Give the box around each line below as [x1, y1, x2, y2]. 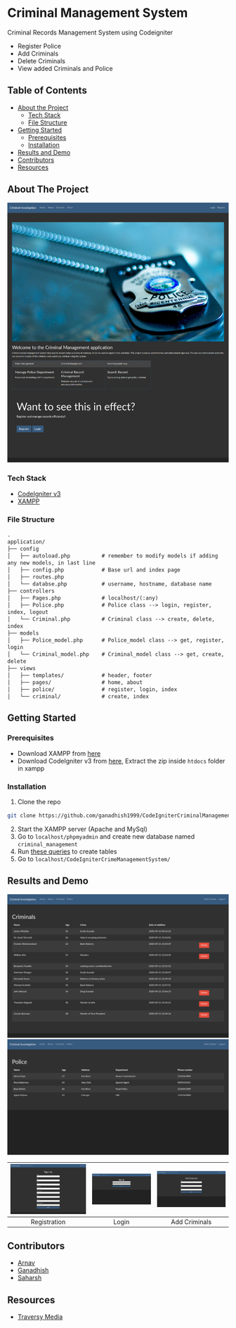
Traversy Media [17, 1313, 63, 1321]
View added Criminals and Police [17, 64, 114, 72]
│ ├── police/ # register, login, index [7, 686, 178, 693]
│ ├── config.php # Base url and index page [7, 567, 181, 574]
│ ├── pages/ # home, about [7, 679, 143, 686]
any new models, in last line [7, 560, 96, 567]
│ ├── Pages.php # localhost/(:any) [7, 595, 159, 602]
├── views [7, 665, 37, 672]
